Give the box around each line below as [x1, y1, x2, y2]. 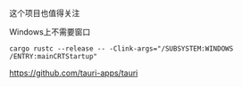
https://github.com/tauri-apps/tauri [9, 67, 138, 78]
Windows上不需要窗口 [9, 27, 91, 37]
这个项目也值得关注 [9, 8, 80, 18]
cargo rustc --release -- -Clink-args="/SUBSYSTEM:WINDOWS [9, 44, 234, 53]
